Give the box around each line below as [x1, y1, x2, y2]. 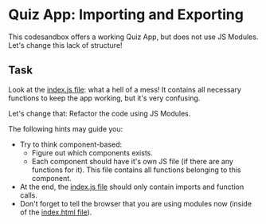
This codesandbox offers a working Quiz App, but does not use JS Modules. [8, 32, 259, 41]
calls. [19, 190, 37, 200]
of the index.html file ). [19, 207, 92, 217]
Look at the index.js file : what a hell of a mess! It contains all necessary [8, 84, 241, 94]
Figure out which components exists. [31, 147, 154, 157]
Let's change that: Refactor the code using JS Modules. [8, 108, 191, 118]
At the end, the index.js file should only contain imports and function [19, 182, 244, 191]
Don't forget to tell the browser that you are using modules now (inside [19, 198, 252, 208]
